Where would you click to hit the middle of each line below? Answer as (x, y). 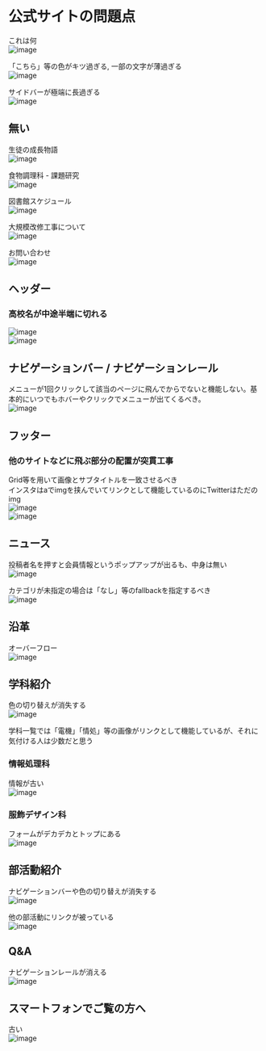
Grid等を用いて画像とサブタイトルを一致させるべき (93, 479)
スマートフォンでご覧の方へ (77, 1008)
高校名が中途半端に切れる (58, 314)
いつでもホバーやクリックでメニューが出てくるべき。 (117, 399)
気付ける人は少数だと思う (51, 741)
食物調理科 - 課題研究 (44, 175)
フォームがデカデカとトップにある (65, 834)
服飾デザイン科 (37, 814)
